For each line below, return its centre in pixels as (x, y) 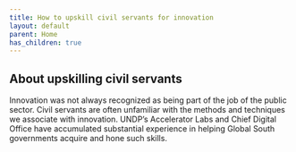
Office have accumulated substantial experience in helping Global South (142, 129)
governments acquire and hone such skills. (89, 139)
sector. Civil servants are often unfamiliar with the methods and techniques (148, 110)
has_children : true (46, 42)
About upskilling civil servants (96, 78)
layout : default (39, 26)
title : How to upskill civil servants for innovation (112, 17)
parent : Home (34, 34)
